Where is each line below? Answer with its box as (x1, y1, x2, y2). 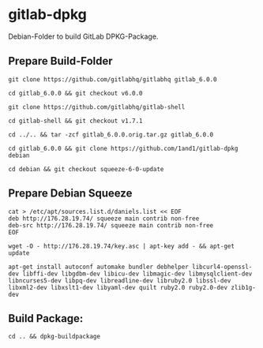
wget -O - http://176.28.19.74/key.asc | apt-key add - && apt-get (8, 242, 235, 250)
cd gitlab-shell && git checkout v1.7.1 (8, 117, 144, 125)
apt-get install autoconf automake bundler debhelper (8, 263, 190, 271)
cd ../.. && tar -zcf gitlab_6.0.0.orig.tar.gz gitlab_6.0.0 (8, 130, 214, 139)
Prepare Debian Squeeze (8, 187, 133, 200)
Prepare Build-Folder (8, 54, 113, 68)
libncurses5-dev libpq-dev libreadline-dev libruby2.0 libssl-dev (8, 276, 231, 285)
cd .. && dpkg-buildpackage (8, 333, 101, 341)
